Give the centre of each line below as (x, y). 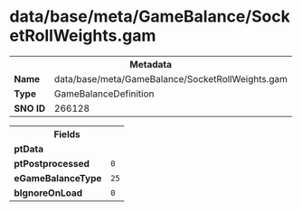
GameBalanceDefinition (104, 94)
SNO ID (30, 108)
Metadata (151, 64)
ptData (29, 149)
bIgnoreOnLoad (48, 193)
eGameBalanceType (58, 178)
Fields (67, 134)
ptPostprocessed (52, 163)
